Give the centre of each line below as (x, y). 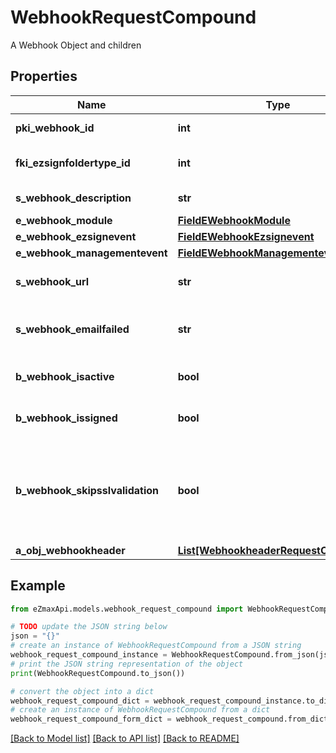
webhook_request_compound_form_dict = (91, 719)
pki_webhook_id (55, 128)
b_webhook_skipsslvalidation (87, 490)
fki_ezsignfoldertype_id (73, 163)
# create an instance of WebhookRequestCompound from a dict (140, 710)
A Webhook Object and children (76, 45)
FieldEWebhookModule (234, 220)
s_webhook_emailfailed (72, 329)
